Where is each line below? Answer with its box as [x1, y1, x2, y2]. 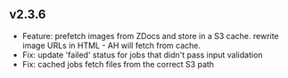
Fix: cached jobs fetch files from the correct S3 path [21, 58, 215, 69]
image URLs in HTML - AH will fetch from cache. [21, 40, 202, 51]
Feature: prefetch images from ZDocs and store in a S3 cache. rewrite [21, 30, 279, 41]
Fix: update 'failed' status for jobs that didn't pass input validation [21, 49, 263, 60]
